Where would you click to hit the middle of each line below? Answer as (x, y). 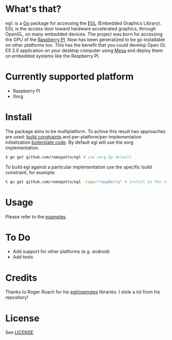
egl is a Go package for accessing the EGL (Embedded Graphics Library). (83, 23)
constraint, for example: (30, 172)
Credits (21, 278)
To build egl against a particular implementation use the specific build (79, 167)
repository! (17, 297)
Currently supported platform (70, 77)
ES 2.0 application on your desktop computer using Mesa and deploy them (84, 50)
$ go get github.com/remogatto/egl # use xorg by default (68, 157)
